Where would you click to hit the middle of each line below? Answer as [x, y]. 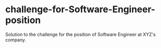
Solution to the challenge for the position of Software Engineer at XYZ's [80, 34]
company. [16, 40]
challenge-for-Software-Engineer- [80, 9]
